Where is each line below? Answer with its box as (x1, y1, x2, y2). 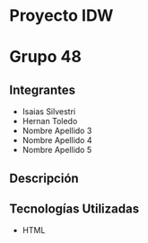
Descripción (9, 170, 79, 185)
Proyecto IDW (9, 5, 114, 26)
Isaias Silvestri (22, 106, 76, 117)
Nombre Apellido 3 (22, 125, 92, 136)
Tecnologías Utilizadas (9, 201, 140, 216)
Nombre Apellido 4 (22, 135, 92, 146)
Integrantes (9, 82, 76, 97)
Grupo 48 (9, 47, 83, 67)
